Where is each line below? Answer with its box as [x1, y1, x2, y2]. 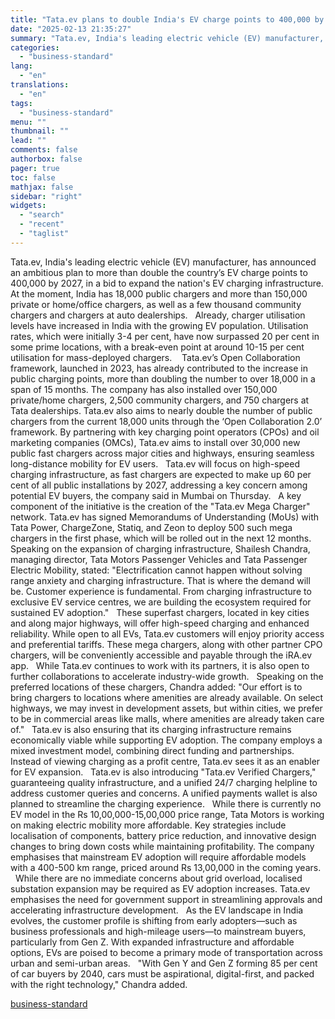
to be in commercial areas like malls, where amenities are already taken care [10, 712, 325, 725]
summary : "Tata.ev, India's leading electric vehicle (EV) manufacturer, [10, 33, 325, 43]
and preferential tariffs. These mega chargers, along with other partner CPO [10, 638, 323, 650]
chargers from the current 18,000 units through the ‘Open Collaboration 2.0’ [10, 415, 323, 427]
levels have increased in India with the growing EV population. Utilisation [10, 319, 309, 331]
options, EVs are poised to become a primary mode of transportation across [10, 946, 323, 958]
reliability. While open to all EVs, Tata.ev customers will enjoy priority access [10, 627, 325, 640]
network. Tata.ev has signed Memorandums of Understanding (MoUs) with [10, 511, 320, 523]
